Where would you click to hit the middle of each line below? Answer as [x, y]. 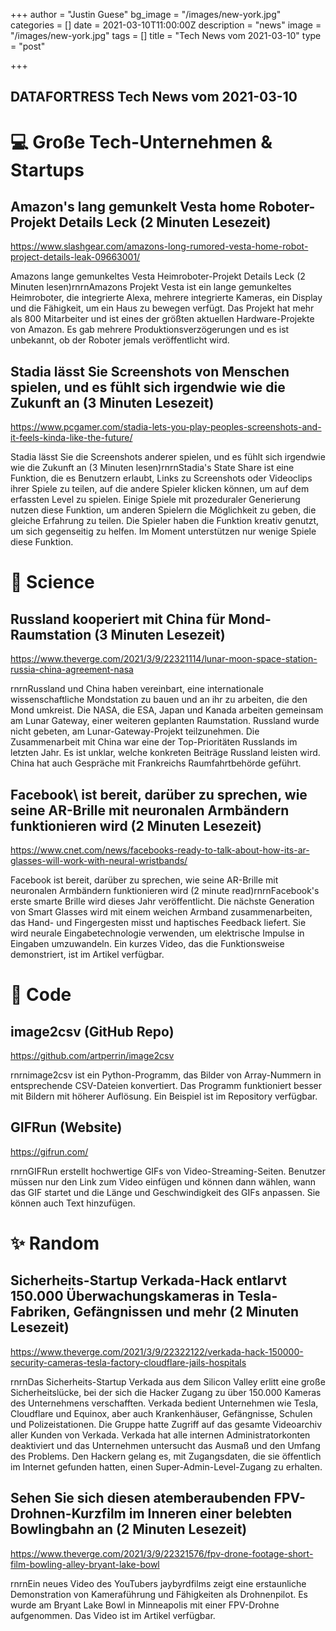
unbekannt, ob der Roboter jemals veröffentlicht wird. [120, 340]
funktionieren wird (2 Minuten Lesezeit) [136, 825]
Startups [47, 170]
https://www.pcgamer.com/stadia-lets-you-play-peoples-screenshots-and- [166, 427]
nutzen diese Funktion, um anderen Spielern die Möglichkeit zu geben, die [163, 510]
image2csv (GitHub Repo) [92, 1031]
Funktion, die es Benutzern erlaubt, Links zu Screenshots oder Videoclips [161, 478]
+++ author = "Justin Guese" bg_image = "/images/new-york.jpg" [146, 14]
